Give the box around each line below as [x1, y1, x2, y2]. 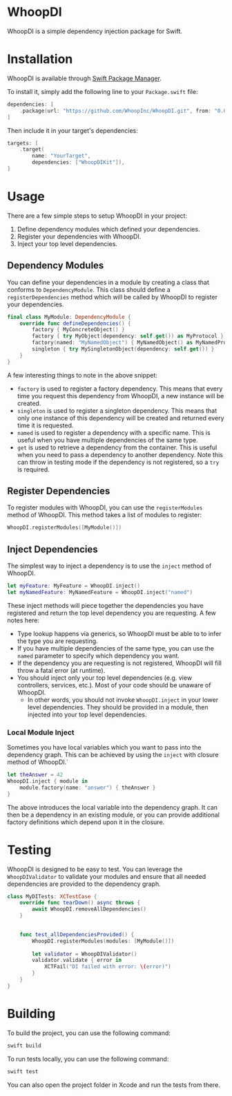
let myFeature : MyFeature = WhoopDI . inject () [7, 582, 140, 590]
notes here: [7, 616, 40, 624]
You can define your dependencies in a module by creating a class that [7, 278, 209, 286]
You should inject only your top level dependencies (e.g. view [17, 674, 192, 682]
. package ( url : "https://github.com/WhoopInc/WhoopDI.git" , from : [19, 107, 212, 114]
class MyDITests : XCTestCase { [7, 893, 97, 900]
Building [7, 1006, 56, 1022]
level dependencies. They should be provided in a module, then [27, 703, 209, 711]
